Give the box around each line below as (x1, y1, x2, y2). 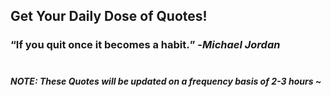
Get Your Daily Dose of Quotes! (10, 8, 208, 25)
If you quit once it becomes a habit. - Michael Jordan (15, 38, 281, 52)
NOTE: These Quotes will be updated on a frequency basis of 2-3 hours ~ (10, 75, 322, 87)
